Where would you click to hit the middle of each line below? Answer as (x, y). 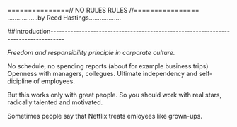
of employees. (54, 81)
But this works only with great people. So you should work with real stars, (114, 95)
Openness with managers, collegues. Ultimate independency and (103, 74)
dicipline (20, 81)
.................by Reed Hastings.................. (64, 18)
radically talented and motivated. (55, 102)
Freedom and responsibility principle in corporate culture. (91, 53)
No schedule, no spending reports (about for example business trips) (108, 66)
